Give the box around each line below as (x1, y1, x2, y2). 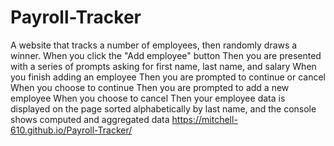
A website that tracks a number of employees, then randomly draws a (10, 39, 298, 51)
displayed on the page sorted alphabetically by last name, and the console (10, 102, 317, 115)
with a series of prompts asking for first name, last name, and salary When (10, 60, 317, 72)
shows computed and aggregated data (10, 113, 170, 125)
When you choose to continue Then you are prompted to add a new (10, 81, 290, 93)
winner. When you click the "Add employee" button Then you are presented (10, 49, 322, 61)
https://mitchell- (171, 113, 238, 125)
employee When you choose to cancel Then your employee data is (10, 92, 286, 104)
